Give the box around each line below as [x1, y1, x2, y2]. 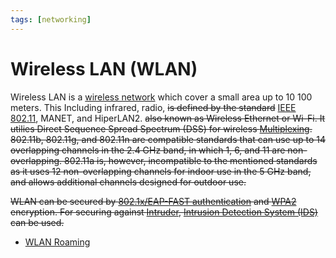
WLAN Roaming [24, 236, 91, 248]
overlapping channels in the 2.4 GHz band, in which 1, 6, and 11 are [10, 144, 286, 156]
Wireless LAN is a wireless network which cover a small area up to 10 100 [10, 91, 313, 103]
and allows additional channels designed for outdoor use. [10, 176, 247, 188]
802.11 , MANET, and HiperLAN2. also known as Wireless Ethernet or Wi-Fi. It [10, 112, 326, 124]
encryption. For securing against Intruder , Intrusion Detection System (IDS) [10, 206, 318, 218]
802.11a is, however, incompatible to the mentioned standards [63, 154, 318, 166]
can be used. [10, 216, 65, 228]
